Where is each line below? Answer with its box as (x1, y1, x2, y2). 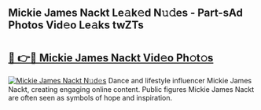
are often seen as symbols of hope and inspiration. (8, 93, 173, 102)
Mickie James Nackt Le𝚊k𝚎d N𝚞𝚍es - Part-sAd (8, 6, 244, 20)
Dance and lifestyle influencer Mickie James (108, 76, 252, 85)
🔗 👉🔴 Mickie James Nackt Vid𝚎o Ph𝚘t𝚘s (8, 51, 214, 64)
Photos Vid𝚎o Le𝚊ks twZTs (8, 19, 144, 32)
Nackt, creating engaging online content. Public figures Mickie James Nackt (8, 85, 255, 93)
